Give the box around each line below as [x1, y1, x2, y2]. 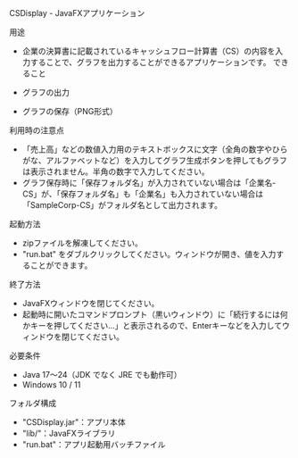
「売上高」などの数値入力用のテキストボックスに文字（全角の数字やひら [21, 144, 288, 154]
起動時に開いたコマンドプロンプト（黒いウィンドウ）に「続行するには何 [21, 309, 288, 320]
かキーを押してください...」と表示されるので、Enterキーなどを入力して [21, 321, 283, 330]
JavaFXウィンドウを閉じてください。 [21, 298, 160, 308]
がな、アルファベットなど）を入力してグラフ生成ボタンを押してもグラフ [21, 155, 288, 165]
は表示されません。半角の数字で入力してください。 [21, 166, 210, 177]
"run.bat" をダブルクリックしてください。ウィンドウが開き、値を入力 [21, 249, 277, 259]
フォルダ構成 [9, 398, 56, 408]
